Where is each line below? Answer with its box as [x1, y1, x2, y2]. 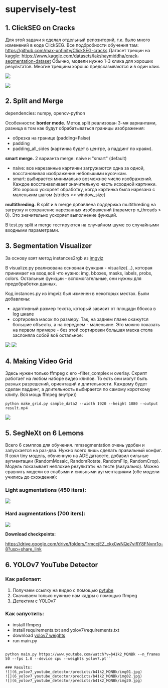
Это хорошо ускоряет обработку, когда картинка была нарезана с [12, 186, 155, 192]
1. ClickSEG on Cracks [5, 24, 75, 32]
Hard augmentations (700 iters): [5, 510, 86, 517]
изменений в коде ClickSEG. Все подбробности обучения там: [5, 42, 139, 48]
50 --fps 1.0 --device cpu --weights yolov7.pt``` [5, 656, 113, 661]
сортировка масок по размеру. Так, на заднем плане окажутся [12, 316, 149, 322]
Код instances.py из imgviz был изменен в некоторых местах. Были [5, 290, 149, 297]
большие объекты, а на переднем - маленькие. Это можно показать [12, 321, 160, 327]
